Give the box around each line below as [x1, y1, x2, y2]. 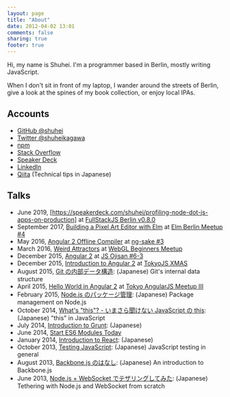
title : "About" [7, 16, 51, 23]
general [16, 350, 39, 358]
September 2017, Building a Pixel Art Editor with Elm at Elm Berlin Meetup [16, 222, 223, 231]
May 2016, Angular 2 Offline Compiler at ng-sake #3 [16, 237, 164, 245]
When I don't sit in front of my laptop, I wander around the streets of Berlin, [7, 81, 219, 89]
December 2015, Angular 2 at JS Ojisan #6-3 [16, 251, 144, 260]
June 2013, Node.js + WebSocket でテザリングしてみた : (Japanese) [16, 374, 208, 382]
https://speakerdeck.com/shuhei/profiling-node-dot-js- [51, 208, 209, 216]
